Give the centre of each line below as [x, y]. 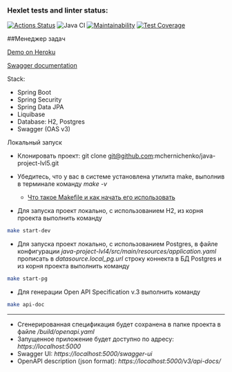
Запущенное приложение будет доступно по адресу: [95, 339]
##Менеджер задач [36, 39]
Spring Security [39, 100]
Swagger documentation [42, 66]
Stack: [16, 79]
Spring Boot [34, 93]
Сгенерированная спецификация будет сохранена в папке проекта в [119, 324]
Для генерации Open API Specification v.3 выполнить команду [109, 292]
